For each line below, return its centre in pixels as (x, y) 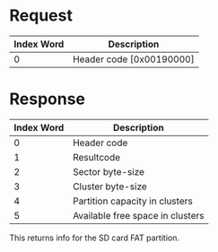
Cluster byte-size (110, 187)
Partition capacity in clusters (133, 201)
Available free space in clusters (139, 215)
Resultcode (97, 157)
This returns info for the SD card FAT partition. (94, 238)
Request (41, 16)
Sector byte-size (109, 171)
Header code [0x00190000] (134, 59)
